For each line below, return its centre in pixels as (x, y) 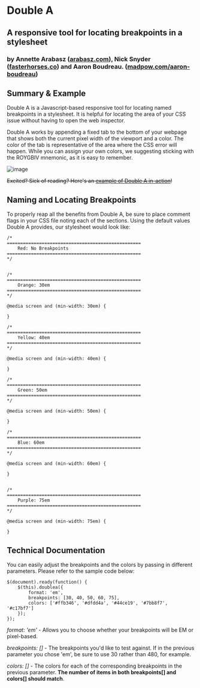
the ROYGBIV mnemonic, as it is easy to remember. (70, 158)
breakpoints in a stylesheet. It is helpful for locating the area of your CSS (96, 114)
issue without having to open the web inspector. (66, 121)
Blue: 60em (31, 443)
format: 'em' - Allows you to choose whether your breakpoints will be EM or (100, 630)
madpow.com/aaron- (159, 67)
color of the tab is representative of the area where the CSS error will (92, 145)
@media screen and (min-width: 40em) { (57, 359)
